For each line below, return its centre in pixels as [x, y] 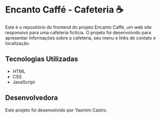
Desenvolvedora [31, 98]
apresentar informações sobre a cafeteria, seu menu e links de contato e [80, 38]
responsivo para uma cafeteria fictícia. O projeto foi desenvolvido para [78, 32]
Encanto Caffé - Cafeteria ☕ [64, 10]
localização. [18, 43]
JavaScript [24, 82]
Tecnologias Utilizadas [42, 59]
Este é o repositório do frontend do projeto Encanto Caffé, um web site [78, 27]
